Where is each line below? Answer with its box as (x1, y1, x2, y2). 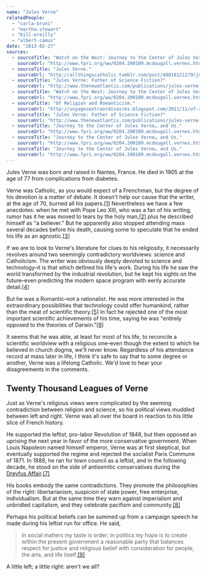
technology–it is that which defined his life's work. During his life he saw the (6, 263, 198, 271)
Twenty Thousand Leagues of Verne (6, 383, 148, 393)
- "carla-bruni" (12, 20, 53, 26)
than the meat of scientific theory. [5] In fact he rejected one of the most (6, 308, 188, 316)
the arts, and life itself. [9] (21, 551, 85, 558)
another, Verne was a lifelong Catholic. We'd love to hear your (6, 359, 162, 366)
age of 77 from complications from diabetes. (6, 175, 119, 182)
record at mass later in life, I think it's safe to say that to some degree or (6, 352, 188, 360)
